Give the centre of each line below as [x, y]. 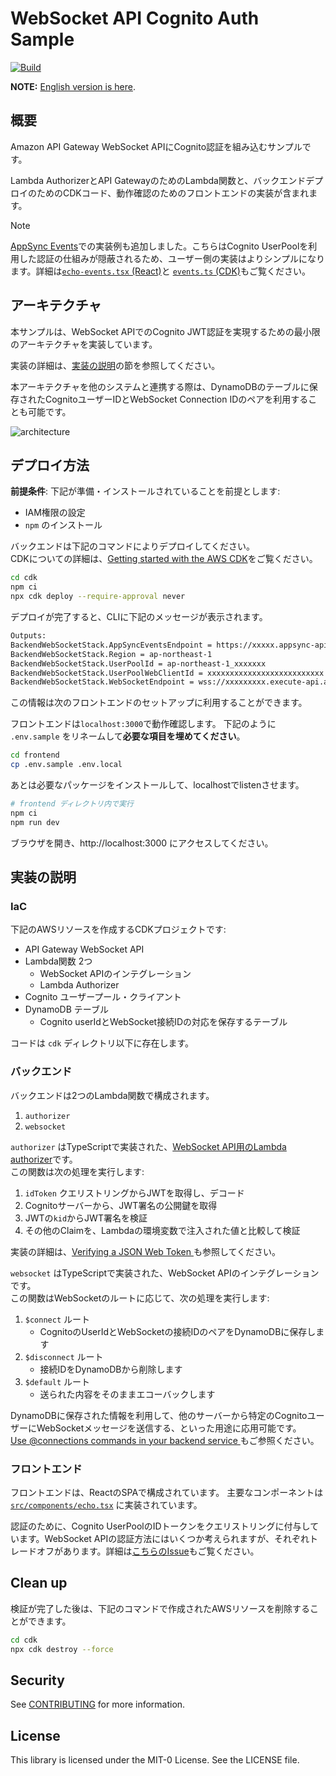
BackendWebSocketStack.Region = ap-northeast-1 [111, 654]
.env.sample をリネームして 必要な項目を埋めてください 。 [128, 736]
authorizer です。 [44, 1159]
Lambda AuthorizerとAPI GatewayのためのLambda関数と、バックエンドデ [162, 180]
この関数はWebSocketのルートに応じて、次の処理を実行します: [140, 1298]
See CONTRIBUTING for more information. [98, 1704]
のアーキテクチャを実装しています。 [84, 344]
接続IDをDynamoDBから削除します [111, 1369]
